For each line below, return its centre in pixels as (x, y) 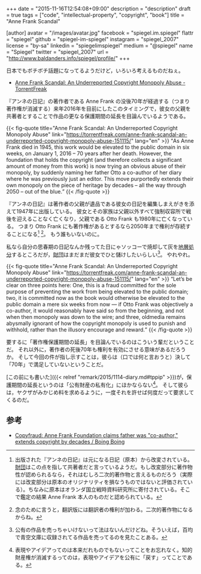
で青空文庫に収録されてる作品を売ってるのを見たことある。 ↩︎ (91, 537)
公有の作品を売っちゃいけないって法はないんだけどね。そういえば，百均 (104, 530)
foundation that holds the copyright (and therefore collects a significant (94, 160)
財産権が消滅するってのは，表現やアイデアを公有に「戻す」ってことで (101, 557)
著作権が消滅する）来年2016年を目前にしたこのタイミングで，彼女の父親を (99, 109)
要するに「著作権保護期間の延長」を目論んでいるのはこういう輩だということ (100, 342)
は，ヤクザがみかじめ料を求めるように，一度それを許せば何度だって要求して (100, 392)
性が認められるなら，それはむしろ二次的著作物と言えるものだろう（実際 (104, 474)
